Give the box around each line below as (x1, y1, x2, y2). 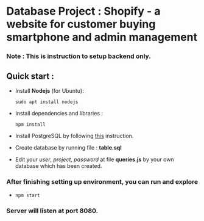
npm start (15, 192, 41, 199)
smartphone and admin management (6, 31, 198, 44)
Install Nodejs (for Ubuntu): (15, 87, 84, 94)
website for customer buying (6, 17, 156, 31)
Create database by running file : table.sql (15, 143, 122, 151)
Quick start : (6, 71, 54, 81)
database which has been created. (15, 162, 102, 169)
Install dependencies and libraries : (15, 109, 104, 117)
